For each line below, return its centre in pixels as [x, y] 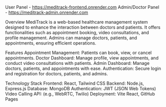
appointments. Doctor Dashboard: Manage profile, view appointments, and [82, 58]
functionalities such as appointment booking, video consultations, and [77, 32]
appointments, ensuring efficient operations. [51, 43]
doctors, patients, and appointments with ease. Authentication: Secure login [83, 68]
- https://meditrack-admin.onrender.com [47, 12]
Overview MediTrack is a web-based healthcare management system [77, 22]
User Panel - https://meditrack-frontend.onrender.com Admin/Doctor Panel [82, 7]
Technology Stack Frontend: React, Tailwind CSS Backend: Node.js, [75, 83]
